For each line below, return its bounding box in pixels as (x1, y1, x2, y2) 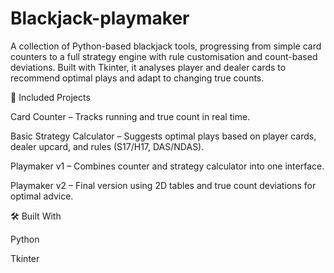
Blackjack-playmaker (10, 7, 190, 30)
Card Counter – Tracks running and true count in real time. (10, 110, 251, 122)
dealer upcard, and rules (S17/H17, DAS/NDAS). (10, 140, 205, 152)
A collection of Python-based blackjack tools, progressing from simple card (10, 40, 322, 52)
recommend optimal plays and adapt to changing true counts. (10, 72, 265, 84)
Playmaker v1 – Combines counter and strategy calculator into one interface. (10, 160, 325, 172)
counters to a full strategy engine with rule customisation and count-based (10, 50, 318, 62)
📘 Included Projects (10, 91, 91, 103)
